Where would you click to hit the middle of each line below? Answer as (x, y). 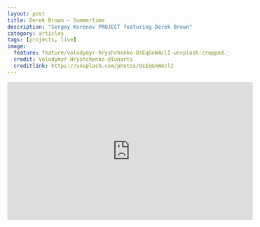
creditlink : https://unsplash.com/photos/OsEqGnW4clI (94, 66)
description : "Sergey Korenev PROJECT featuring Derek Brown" (100, 27)
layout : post (26, 14)
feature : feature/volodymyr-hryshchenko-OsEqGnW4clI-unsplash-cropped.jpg (125, 53)
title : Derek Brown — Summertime (56, 20)
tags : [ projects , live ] (42, 40)
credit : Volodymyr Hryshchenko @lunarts (73, 60)
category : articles (36, 33)
